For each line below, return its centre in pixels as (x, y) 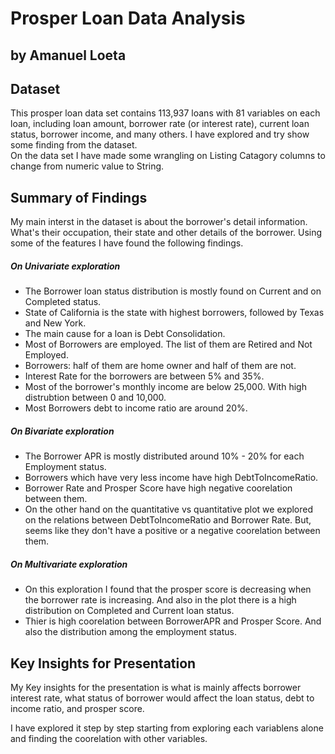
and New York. (55, 323)
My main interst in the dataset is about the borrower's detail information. (159, 222)
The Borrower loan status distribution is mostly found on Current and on (173, 291)
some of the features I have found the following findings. (127, 243)
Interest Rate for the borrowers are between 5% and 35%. (144, 376)
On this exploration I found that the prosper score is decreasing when (168, 589)
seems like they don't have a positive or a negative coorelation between (172, 531)
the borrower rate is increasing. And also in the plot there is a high (160, 600)
